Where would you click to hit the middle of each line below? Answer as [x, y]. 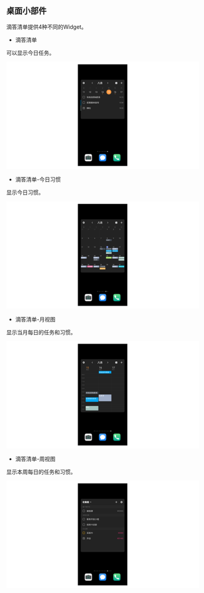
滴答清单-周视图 [35, 459]
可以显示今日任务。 [31, 52]
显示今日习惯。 [25, 192]
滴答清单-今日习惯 [38, 179]
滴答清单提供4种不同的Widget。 [47, 27]
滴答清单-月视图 [35, 319]
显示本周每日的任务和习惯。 [41, 472]
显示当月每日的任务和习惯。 [41, 332]
